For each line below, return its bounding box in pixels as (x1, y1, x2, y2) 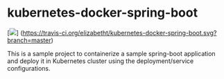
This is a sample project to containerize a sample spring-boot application (7, 49, 216, 58)
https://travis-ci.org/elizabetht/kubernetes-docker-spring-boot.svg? (22, 28, 217, 37)
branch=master (7, 36, 51, 44)
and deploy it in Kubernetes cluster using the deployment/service (7, 57, 194, 65)
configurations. (7, 64, 51, 72)
